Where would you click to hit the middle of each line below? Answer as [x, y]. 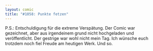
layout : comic [19, 9]
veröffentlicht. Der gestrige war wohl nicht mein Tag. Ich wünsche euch [77, 38]
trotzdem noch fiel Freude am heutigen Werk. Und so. [59, 43]
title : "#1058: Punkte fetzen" [37, 14]
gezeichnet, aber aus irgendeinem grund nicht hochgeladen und [69, 33]
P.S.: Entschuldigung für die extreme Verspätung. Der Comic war [70, 28]
